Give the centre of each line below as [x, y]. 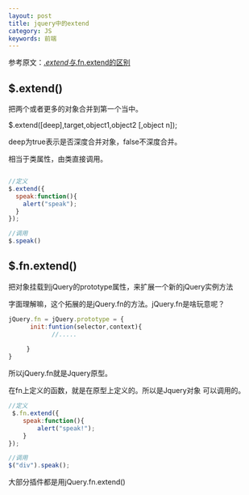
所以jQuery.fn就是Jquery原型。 [60, 374]
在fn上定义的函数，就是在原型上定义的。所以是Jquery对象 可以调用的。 [127, 391]
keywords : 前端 [33, 38]
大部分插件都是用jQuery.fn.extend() [67, 482]
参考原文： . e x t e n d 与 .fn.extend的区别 [69, 62]
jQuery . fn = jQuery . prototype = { [66, 319]
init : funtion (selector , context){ [86, 327]
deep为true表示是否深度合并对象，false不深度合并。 [95, 142]
